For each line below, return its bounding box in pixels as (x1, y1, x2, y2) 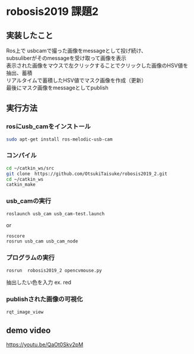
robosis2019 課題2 (6, 5, 99, 18)
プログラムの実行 (6, 254, 55, 262)
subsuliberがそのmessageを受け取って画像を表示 (6, 55, 126, 62)
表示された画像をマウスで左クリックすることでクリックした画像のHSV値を (6, 62, 189, 69)
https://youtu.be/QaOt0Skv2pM (6, 341, 84, 348)
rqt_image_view (6, 309, 44, 315)
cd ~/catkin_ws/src (6, 165, 55, 171)
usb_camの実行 (6, 197, 52, 205)
